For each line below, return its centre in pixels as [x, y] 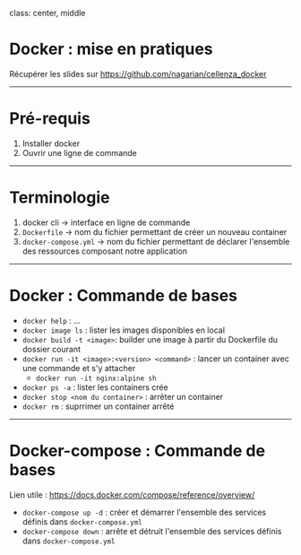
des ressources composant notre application [105, 251]
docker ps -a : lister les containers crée [95, 387]
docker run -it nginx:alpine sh [96, 378]
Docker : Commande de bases [123, 296]
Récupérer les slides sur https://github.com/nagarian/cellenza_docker [138, 74]
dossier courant [51, 349]
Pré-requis [50, 119]
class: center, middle [47, 13]
